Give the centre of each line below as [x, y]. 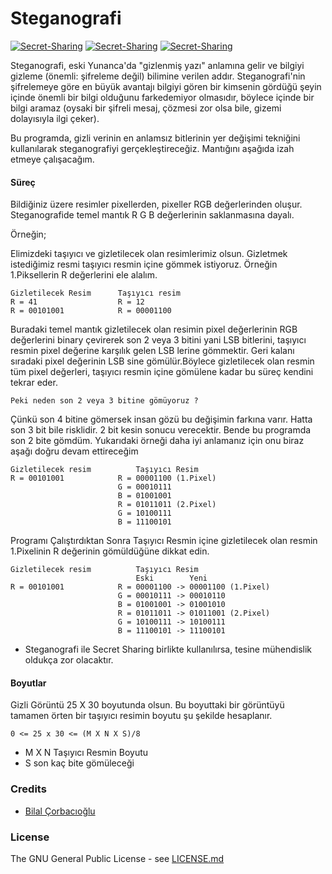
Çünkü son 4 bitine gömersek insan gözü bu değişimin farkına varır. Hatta [161, 419]
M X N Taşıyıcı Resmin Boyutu [86, 753]
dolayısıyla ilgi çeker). [55, 118]
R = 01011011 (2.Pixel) [167, 505]
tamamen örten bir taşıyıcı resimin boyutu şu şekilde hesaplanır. [141, 716]
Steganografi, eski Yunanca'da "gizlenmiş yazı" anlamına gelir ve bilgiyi [157, 65]
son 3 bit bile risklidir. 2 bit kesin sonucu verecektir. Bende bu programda [161, 430]
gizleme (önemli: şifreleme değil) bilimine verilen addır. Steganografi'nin [158, 76]
